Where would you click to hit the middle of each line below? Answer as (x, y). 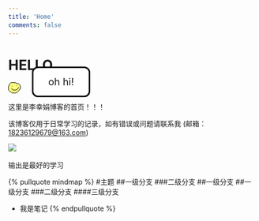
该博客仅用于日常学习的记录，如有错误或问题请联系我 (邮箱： (107, 124)
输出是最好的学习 (36, 165)
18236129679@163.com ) (49, 133)
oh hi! (61, 82)
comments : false (35, 25)
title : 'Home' (32, 17)
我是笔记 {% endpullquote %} (68, 208)
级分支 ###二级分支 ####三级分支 (64, 192)
